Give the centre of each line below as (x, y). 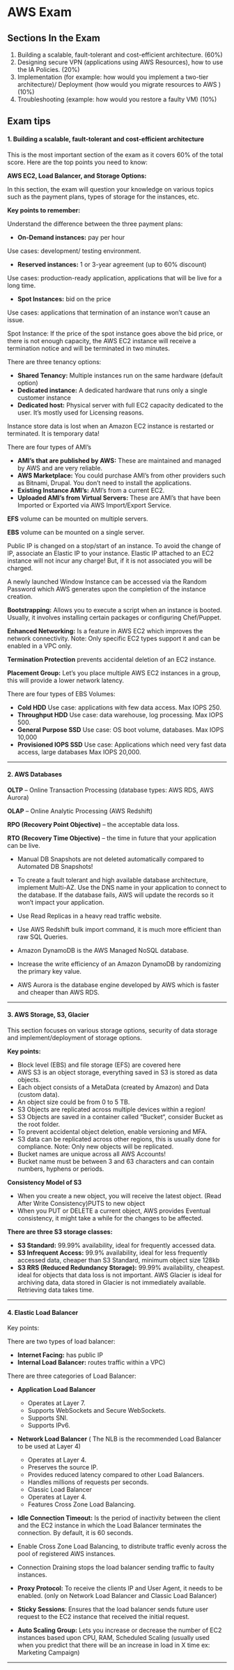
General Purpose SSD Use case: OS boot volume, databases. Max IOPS (120, 729)
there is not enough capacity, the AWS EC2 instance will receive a (102, 340)
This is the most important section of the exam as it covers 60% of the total (115, 154)
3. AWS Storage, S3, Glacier (48, 1015)
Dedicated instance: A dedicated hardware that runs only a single (112, 390)
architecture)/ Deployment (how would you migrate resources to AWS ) (119, 84)
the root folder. (39, 1124)
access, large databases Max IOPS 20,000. (79, 751)
